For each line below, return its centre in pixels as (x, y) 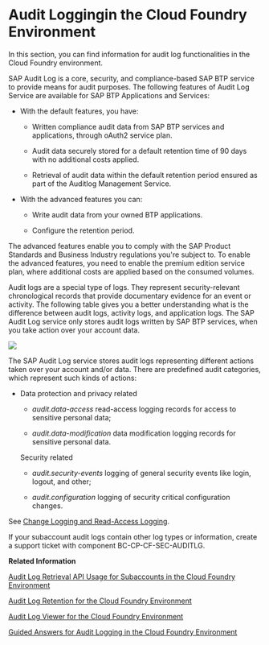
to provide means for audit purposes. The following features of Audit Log (129, 87)
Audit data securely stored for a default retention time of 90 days (139, 151)
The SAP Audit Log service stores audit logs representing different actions (131, 361)
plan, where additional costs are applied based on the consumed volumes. (131, 271)
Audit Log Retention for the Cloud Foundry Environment (100, 601)
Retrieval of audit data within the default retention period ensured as (145, 175)
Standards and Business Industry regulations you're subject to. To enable (129, 254)
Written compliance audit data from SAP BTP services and (128, 126)
